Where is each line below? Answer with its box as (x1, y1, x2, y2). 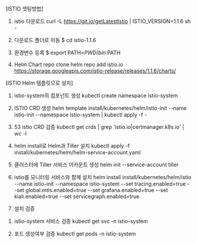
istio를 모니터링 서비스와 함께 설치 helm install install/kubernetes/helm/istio (14, 174, 192, 180)
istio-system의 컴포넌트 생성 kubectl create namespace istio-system (14, 92, 178, 99)
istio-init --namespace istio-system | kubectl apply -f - (14, 111, 147, 118)
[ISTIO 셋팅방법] (5, 5, 44, 12)
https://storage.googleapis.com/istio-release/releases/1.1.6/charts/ (14, 67, 176, 74)
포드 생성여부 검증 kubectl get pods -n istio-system (14, 230, 136, 237)
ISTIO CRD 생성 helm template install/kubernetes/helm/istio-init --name (14, 105, 187, 111)
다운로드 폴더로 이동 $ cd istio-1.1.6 (14, 37, 97, 43)
